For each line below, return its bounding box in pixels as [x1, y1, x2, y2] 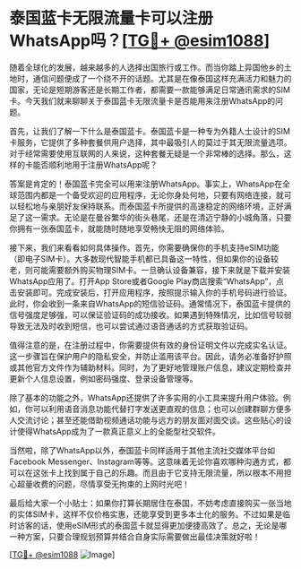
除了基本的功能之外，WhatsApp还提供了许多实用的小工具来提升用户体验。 [9, 392, 284, 403]
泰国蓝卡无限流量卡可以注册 [9, 8, 214, 29]
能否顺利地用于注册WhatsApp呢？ [32, 159, 159, 170]
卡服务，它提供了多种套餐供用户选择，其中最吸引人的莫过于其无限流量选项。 [9, 136, 292, 148]
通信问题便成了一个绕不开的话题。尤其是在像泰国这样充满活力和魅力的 [32, 73, 292, 83]
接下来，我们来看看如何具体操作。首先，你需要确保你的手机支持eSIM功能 [9, 242, 279, 253]
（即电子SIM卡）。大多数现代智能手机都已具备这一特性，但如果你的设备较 [9, 253, 279, 264]
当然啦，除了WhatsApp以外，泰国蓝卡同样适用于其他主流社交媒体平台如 [9, 444, 276, 455]
